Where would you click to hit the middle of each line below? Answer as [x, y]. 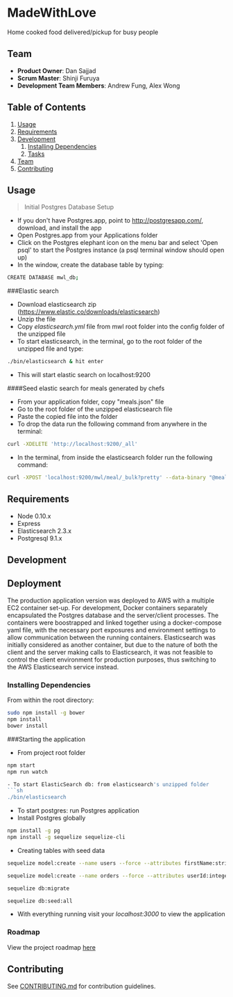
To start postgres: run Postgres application [78, 811]
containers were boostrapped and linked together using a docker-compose [114, 622]
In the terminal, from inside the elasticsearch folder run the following [115, 457]
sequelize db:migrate [38, 888]
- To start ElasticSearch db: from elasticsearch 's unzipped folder [108, 784]
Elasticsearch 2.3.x [44, 531]
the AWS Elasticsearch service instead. [63, 667]
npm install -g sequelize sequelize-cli [67, 837]
